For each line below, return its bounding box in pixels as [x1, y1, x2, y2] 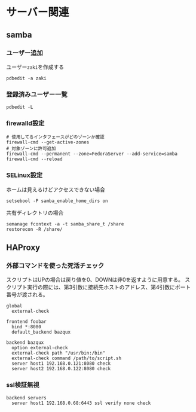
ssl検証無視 [6, 381, 40, 389]
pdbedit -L [6, 104, 33, 111]
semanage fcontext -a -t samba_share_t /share [6, 221, 124, 227]
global [6, 303, 23, 309]
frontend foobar [6, 319, 47, 325]
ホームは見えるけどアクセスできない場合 [6, 186, 106, 193]
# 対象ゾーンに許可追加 [6, 146, 56, 152]
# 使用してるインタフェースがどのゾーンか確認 [6, 134, 105, 141]
